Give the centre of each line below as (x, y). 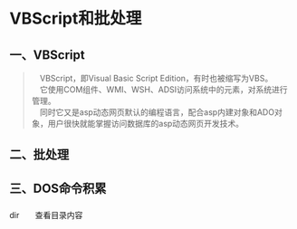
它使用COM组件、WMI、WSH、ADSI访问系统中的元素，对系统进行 (163, 90)
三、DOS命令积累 (58, 188)
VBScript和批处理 (76, 19)
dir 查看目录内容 (46, 215)
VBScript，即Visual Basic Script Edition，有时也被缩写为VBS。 (156, 78)
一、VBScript (47, 55)
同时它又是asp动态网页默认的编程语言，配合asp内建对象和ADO (157, 112)
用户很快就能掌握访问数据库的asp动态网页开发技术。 (146, 124)
